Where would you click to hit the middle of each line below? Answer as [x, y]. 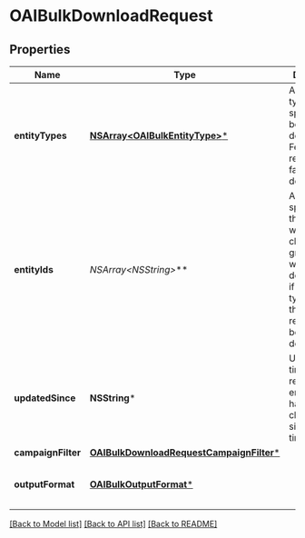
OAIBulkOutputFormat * [141, 484]
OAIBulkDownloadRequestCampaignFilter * [185, 453]
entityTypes [40, 135]
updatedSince [45, 398]
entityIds [34, 269]
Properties [40, 50]
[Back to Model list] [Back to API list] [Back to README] [113, 524]
